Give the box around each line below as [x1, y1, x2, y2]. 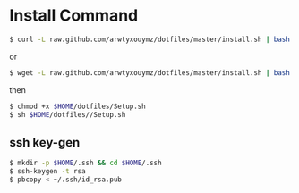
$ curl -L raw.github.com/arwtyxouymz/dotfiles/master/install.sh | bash [9, 35, 291, 44]
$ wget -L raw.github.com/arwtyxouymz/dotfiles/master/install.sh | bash [9, 68, 291, 77]
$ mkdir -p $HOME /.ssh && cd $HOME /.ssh [9, 158, 163, 168]
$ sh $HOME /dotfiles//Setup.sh [9, 110, 126, 119]
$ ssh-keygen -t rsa [9, 167, 87, 176]
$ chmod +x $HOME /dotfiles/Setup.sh [9, 102, 146, 111]
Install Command [9, 5, 139, 26]
